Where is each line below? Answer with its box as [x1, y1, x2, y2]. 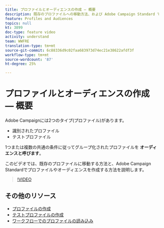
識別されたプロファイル [12, 128, 60, 134]
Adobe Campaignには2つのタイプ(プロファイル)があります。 [5, 117, 127, 123]
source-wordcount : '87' [5, 57, 54, 62]
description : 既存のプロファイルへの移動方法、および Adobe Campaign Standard [5, 12, 155, 17]
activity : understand [5, 35, 49, 39]
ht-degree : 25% [5, 61, 36, 66]
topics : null [5, 20, 32, 26]
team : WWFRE [5, 39, 29, 44]
